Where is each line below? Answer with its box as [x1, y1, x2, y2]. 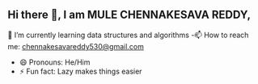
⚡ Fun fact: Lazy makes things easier [19, 66, 142, 76]
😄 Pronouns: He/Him [19, 57, 91, 67]
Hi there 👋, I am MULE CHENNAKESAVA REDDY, [7, 8, 252, 22]
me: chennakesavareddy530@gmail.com [7, 41, 145, 51]
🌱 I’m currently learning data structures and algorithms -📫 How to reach [7, 30, 249, 40]
